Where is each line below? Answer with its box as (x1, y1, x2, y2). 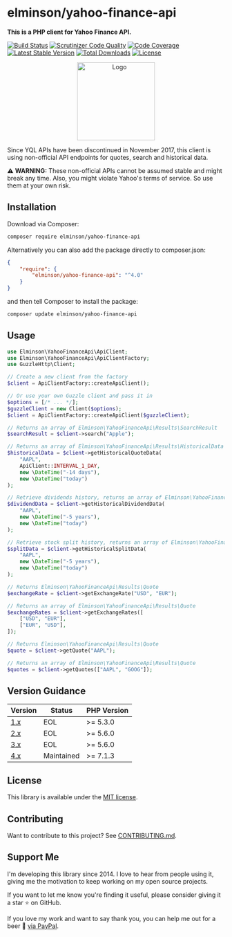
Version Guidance (7, 685, 86, 697)
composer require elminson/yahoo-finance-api (7, 233, 140, 240)
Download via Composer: (7, 219, 79, 228)
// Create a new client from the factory (7, 374, 128, 381)
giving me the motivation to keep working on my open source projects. (7, 877, 209, 885)
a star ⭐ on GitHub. (7, 898, 62, 907)
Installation (7, 201, 57, 213)
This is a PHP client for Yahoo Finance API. (7, 28, 132, 36)
